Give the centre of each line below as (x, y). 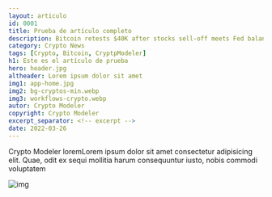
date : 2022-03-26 (38, 128)
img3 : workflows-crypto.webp (57, 98)
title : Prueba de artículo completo (70, 31)
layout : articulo (38, 16)
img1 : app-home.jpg (41, 83)
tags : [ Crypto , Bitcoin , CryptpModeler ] (78, 53)
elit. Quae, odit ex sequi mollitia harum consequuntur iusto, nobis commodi (133, 160)
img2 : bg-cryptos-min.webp (54, 91)
